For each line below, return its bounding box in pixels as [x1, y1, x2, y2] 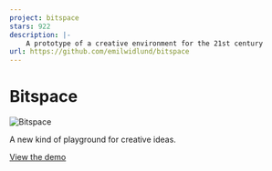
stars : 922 [9, 22, 51, 31]
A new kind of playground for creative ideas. [9, 134, 176, 146]
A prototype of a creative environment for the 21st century [26, 38, 263, 48]
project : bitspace [9, 13, 79, 23]
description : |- [9, 30, 71, 39]
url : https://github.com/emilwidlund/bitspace [9, 47, 190, 56]
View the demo [9, 152, 67, 163]
